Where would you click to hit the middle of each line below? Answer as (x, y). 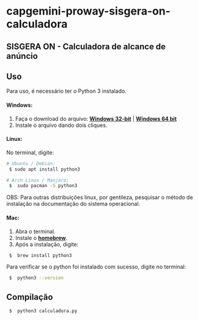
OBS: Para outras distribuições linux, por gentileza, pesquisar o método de (100, 197)
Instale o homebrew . (41, 237)
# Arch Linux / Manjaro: (38, 180)
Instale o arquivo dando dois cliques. (61, 125)
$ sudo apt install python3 (44, 169)
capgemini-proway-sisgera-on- (89, 11)
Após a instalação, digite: (47, 244)
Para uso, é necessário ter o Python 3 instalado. (66, 91)
